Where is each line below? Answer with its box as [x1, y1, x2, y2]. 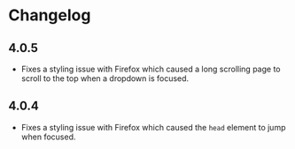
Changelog [8, 5, 91, 26]
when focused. [20, 131, 76, 142]
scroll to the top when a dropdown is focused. [20, 73, 190, 84]
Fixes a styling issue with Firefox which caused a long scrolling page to [20, 63, 281, 74]
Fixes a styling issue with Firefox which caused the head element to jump [20, 122, 286, 132]
